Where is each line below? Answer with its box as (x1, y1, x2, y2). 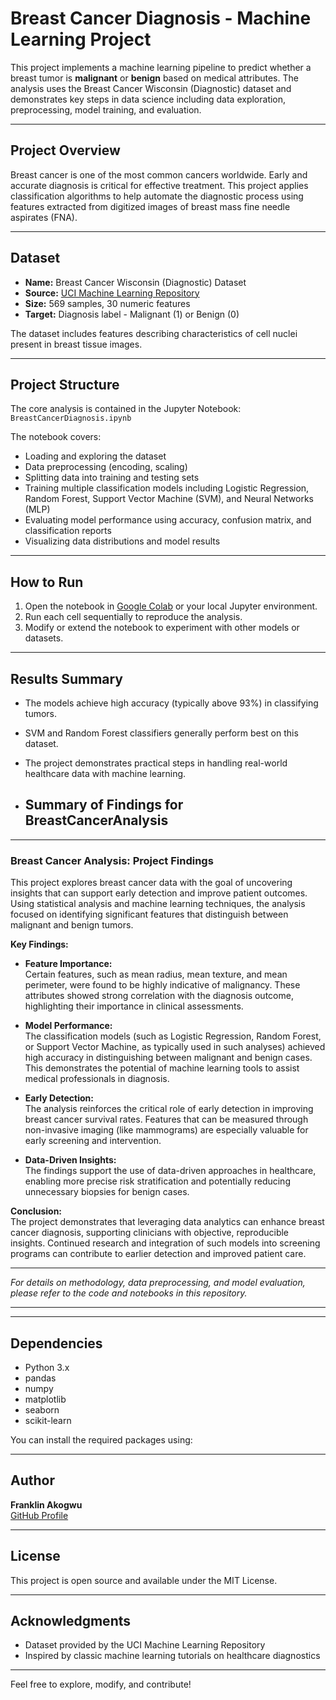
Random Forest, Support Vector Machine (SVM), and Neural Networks (24, 493, 315, 505)
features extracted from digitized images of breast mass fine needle (10, 200, 291, 212)
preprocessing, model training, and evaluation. (10, 103, 202, 116)
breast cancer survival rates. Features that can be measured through (24, 1113, 309, 1126)
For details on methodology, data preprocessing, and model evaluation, (10, 1277, 306, 1289)
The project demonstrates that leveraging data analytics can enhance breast (10, 1216, 325, 1228)
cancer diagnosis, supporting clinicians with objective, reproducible (10, 1227, 290, 1239)
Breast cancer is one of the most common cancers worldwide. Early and (10, 168, 308, 181)
